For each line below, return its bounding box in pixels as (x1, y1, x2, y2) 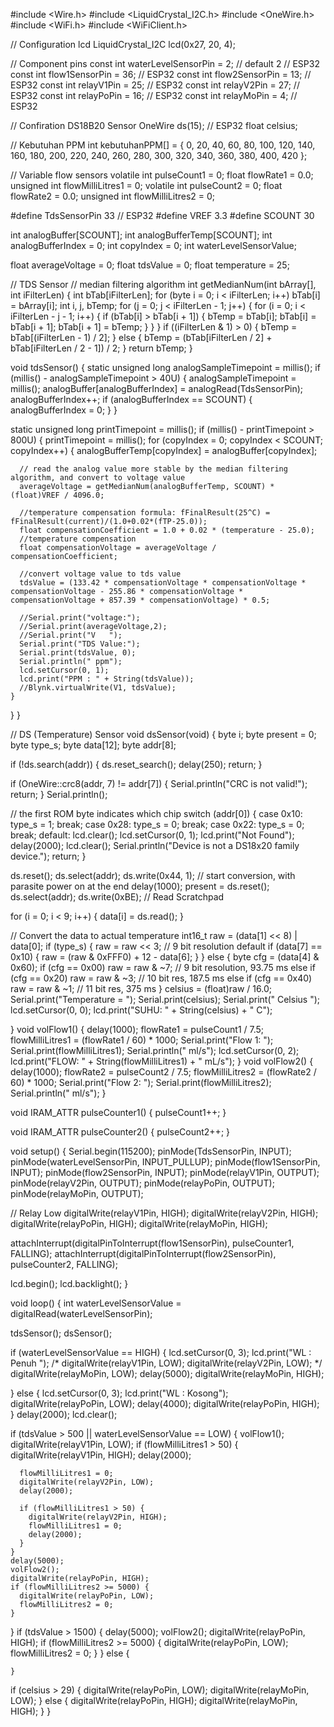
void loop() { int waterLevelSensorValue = (10, 1297, 182, 1309)
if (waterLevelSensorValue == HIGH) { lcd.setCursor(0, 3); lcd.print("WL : (10, 1347, 312, 1358)
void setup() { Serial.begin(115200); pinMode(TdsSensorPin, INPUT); (10, 1145, 292, 1157)
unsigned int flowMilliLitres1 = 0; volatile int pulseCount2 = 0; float (10, 180, 283, 191)
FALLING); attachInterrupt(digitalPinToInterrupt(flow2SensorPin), (10, 1248, 277, 1259)
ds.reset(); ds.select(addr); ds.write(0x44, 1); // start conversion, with (10, 870, 296, 881)
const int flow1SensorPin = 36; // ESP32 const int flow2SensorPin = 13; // (10, 69, 312, 80)
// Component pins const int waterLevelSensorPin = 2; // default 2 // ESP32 (10, 58, 320, 69)
